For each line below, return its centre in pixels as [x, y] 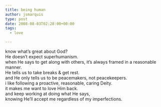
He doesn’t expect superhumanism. [42, 57]
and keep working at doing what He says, [48, 94]
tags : [11, 28]
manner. [14, 67]
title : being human [25, 10]
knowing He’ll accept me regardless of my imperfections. [64, 99]
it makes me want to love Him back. [42, 88]
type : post [16, 19]
